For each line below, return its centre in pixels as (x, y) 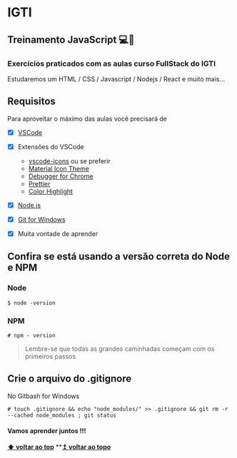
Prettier (39, 183)
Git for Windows (41, 219)
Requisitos (31, 102)
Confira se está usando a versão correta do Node (119, 256)
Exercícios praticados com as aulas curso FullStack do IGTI (112, 63)
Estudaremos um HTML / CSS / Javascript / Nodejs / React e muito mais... (116, 78)
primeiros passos (50, 356)
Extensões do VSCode (51, 146)
